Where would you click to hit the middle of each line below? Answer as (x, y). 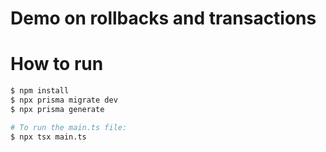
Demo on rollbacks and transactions (163, 18)
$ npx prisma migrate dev (64, 100)
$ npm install (40, 91)
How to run (57, 64)
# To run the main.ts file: (69, 127)
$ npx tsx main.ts (48, 137)
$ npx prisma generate (57, 109)
